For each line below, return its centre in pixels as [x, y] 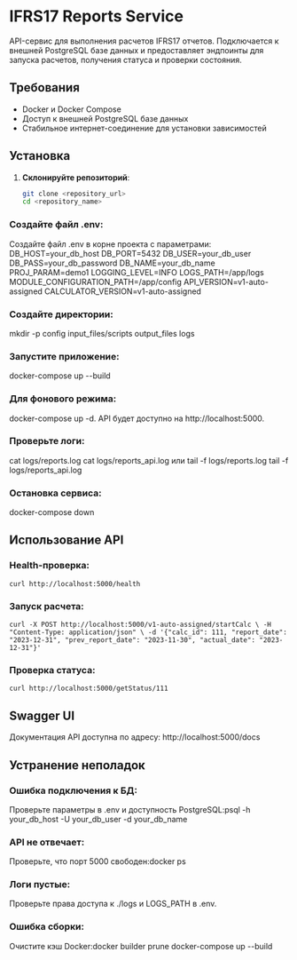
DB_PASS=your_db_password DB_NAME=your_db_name [112, 263]
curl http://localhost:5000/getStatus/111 [89, 689]
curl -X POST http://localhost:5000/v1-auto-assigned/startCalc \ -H [141, 625]
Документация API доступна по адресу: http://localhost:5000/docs [135, 737]
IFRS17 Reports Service [97, 16]
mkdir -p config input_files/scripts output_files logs [102, 333]
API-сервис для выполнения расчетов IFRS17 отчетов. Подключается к [144, 41]
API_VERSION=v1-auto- [226, 282]
